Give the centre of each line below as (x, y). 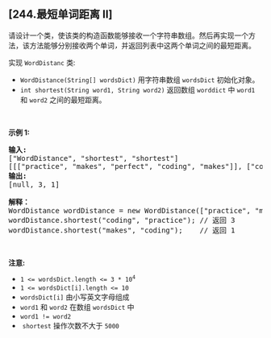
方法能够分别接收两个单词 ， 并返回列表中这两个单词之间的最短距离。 (142, 45)
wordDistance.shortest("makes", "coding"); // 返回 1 (122, 230)
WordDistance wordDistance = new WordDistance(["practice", (130, 210)
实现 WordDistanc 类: (42, 62)
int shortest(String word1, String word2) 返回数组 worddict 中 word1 (138, 89)
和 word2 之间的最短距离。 (63, 100)
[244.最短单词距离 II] (60, 14)
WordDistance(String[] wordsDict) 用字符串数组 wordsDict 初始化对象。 (140, 80)
